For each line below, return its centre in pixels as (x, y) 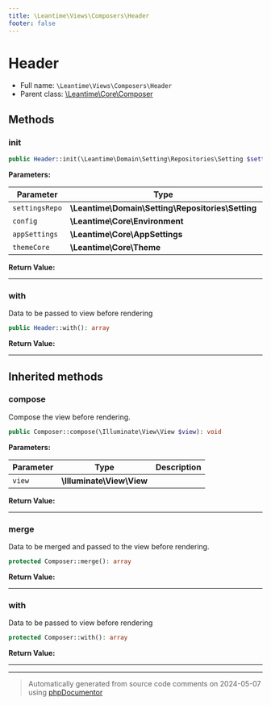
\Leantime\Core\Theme (115, 247)
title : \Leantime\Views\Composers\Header (79, 16)
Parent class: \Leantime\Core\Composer (86, 94)
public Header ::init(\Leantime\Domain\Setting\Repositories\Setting (126, 159)
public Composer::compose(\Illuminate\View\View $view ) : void (115, 432)
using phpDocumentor (65, 692)
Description (178, 467)
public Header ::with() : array (59, 328)
